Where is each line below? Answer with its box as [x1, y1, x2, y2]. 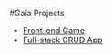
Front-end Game [22, 25, 85, 35]
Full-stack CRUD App [22, 35, 103, 45]
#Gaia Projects [9, 8, 66, 18]
